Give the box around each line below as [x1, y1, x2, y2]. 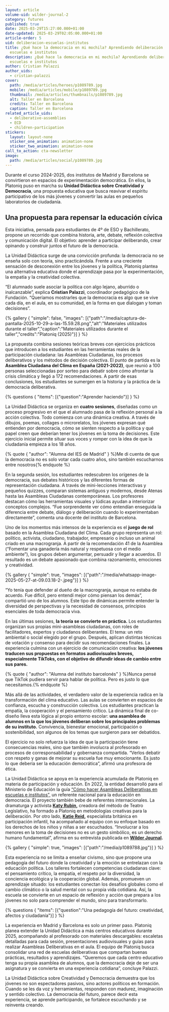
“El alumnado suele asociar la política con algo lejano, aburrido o [5, 284, 139, 290]
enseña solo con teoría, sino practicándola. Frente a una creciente [5, 258, 142, 264]
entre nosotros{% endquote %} [5, 462, 70, 468]
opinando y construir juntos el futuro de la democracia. [5, 243, 119, 249]
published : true [5, 21, 39, 27]
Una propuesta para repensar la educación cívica [5, 213, 162, 222]
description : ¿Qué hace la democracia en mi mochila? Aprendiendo [5, 54, 147, 60]
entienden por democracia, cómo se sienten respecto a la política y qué [5, 425, 154, 431]
